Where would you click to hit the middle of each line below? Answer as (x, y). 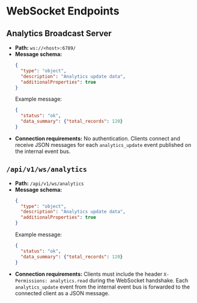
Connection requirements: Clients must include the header (89, 274)
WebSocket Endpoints (63, 11)
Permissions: (31, 281)
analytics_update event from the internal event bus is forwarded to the (102, 287)
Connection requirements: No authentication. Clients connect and (97, 138)
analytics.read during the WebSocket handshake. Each (119, 280)
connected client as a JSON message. (62, 293)
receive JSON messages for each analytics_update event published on (103, 145)
